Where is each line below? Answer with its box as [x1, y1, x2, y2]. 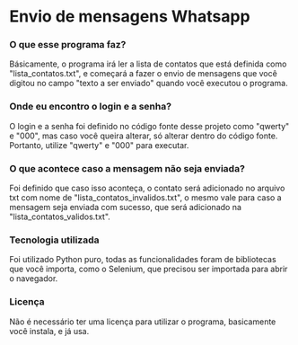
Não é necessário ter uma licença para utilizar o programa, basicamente [9, 316, 276, 327]
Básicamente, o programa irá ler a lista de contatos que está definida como [9, 58, 287, 69]
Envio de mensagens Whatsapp [9, 6, 250, 27]
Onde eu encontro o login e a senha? [9, 101, 172, 113]
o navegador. [9, 273, 58, 284]
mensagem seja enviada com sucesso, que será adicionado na [9, 202, 242, 213]
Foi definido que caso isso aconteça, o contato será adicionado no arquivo [9, 182, 285, 194]
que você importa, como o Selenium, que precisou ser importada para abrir [9, 263, 288, 275]
